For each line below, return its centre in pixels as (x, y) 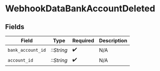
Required (83, 41)
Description (113, 41)
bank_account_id (27, 50)
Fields (15, 27)
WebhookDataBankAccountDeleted (80, 9)
